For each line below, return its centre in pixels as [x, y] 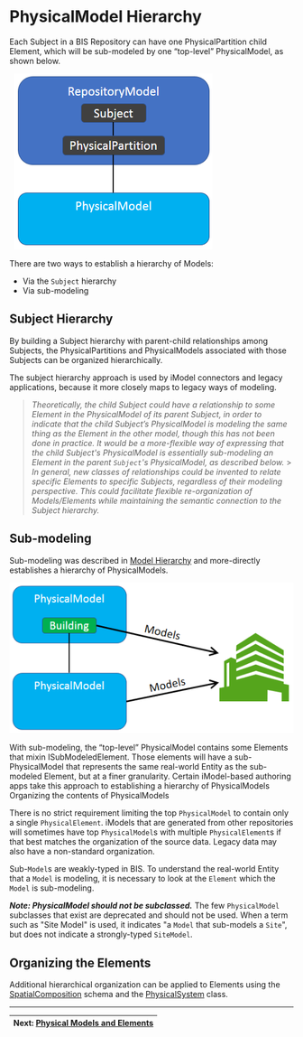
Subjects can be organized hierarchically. [86, 360]
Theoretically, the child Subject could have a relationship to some [153, 405]
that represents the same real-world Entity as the [157, 767]
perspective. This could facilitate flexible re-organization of [142, 490]
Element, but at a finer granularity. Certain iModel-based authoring [167, 776]
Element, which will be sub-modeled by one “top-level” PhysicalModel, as [147, 51]
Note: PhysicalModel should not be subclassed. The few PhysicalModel [144, 906]
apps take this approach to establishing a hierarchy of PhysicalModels [140, 786]
